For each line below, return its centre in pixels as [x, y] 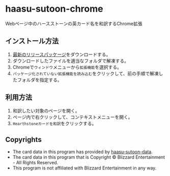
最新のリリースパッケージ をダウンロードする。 [62, 54]
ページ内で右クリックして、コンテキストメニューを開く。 [73, 117]
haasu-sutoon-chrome [54, 9]
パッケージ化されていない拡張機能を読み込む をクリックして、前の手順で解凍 [86, 73]
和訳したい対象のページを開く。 [46, 110]
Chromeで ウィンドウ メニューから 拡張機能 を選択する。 [67, 67]
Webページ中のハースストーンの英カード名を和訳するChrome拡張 [74, 23]
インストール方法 [32, 41]
